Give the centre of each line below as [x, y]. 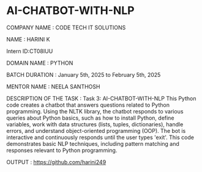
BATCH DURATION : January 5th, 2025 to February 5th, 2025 [84, 74]
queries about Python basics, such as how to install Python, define [90, 118]
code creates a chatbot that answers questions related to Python [88, 105]
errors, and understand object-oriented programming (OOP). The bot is [96, 131]
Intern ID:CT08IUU [30, 51]
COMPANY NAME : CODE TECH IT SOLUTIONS [66, 27]
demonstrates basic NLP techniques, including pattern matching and [93, 143]
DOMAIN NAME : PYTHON [40, 63]
